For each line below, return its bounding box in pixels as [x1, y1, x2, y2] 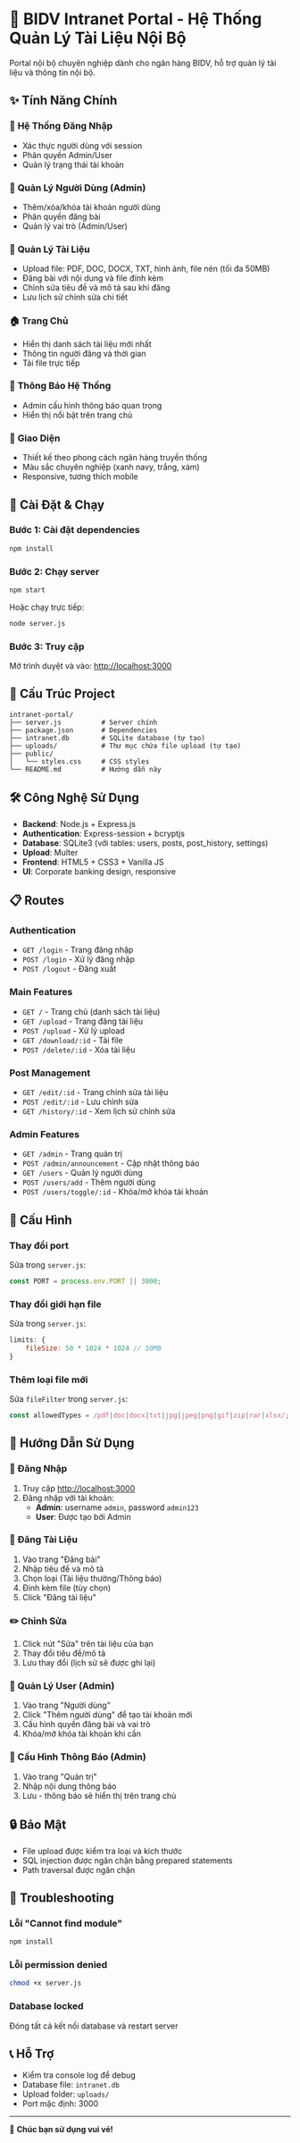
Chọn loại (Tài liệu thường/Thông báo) [21, 1573, 162, 1583]
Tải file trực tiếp [21, 358, 80, 368]
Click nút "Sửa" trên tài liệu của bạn [21, 1639, 154, 1649]
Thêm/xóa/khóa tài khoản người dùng [21, 201, 161, 212]
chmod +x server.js [9, 1978, 82, 1988]
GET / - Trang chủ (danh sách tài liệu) [21, 1006, 161, 1017]
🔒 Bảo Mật [9, 1818, 67, 1833]
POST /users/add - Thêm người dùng [21, 1177, 156, 1188]
